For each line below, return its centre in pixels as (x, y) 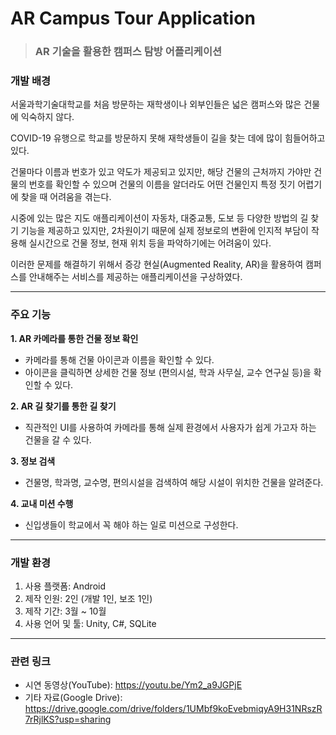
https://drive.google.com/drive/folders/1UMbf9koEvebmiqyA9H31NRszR (173, 709)
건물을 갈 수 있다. (58, 439)
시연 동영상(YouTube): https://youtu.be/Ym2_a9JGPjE (133, 685)
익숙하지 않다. (47, 117)
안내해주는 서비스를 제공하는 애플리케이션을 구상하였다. (135, 277)
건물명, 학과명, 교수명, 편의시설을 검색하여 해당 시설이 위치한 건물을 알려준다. (174, 482)
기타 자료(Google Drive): (73, 698)
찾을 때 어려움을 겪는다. (66, 197)
